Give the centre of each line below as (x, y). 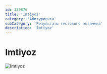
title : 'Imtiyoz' (23, 14)
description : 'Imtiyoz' (30, 28)
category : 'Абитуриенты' (31, 19)
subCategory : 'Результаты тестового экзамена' (54, 23)
